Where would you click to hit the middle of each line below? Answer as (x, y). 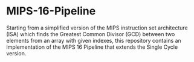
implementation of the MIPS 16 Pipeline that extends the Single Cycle (92, 47)
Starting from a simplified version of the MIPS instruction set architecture (97, 28)
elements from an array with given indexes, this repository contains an (94, 40)
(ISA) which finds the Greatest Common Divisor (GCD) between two (91, 34)
